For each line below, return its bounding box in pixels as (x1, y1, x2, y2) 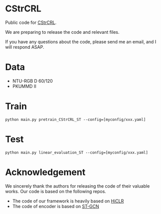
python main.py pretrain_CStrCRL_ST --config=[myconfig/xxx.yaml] (5, 117, 146, 122)
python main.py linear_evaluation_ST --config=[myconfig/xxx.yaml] (5, 150, 149, 155)
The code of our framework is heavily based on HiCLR (12, 198, 124, 204)
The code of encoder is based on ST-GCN (12, 203, 100, 209)
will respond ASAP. (5, 44, 44, 50)
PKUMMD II (12, 83, 36, 89)
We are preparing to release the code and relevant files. (5, 29, 120, 35)
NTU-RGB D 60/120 (12, 78, 53, 84)
